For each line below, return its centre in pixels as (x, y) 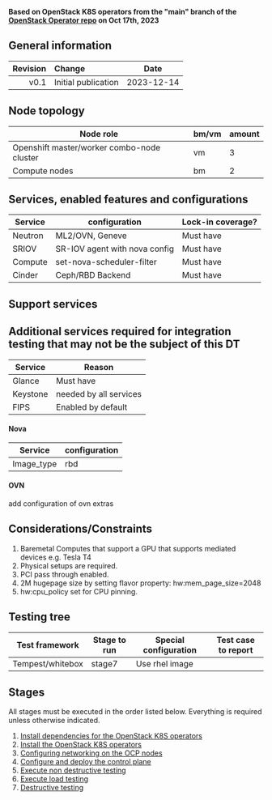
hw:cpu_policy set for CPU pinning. (79, 591)
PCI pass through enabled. (64, 574)
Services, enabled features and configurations (128, 200)
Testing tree (40, 617)
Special (170, 640)
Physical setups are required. (69, 565)
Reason (99, 367)
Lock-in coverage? (219, 222)
